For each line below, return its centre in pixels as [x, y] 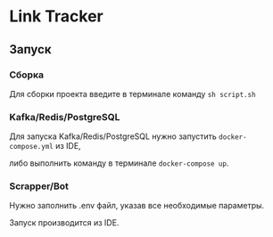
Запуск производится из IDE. [64, 223]
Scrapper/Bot [39, 186]
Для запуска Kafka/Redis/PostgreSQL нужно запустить [113, 136]
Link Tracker [57, 16]
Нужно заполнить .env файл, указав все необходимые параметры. [137, 206]
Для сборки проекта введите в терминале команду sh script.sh [132, 94]
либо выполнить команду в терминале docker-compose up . [119, 163]
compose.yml [31, 147]
